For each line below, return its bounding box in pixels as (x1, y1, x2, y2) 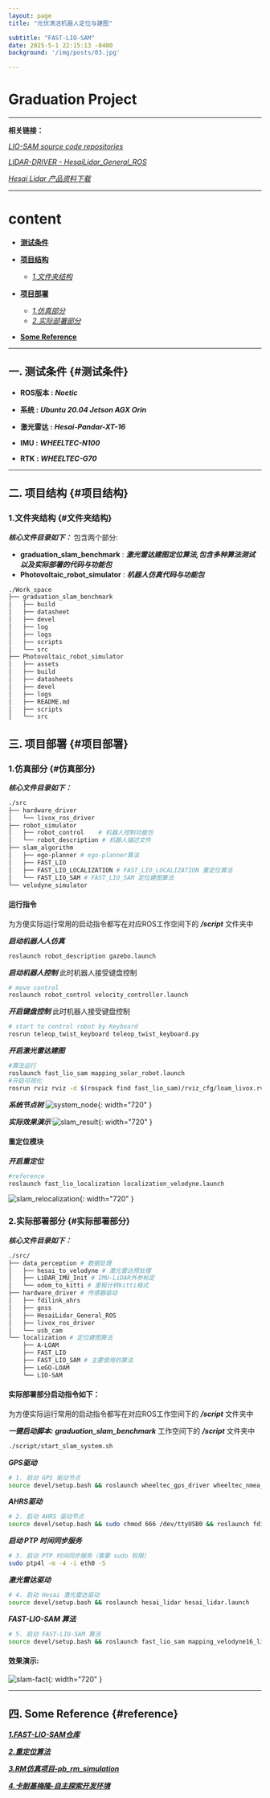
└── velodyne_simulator (8, 881, 88, 889)
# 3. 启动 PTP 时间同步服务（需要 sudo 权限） (8, 1552, 150, 1560)
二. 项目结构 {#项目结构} (8, 486, 129, 500)
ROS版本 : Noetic (19, 388, 78, 397)
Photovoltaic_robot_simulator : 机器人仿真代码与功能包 (19, 569, 205, 579)
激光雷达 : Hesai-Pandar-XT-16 (19, 421, 126, 431)
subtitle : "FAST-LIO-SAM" (8, 34, 95, 42)
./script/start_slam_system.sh (8, 1442, 113, 1450)
